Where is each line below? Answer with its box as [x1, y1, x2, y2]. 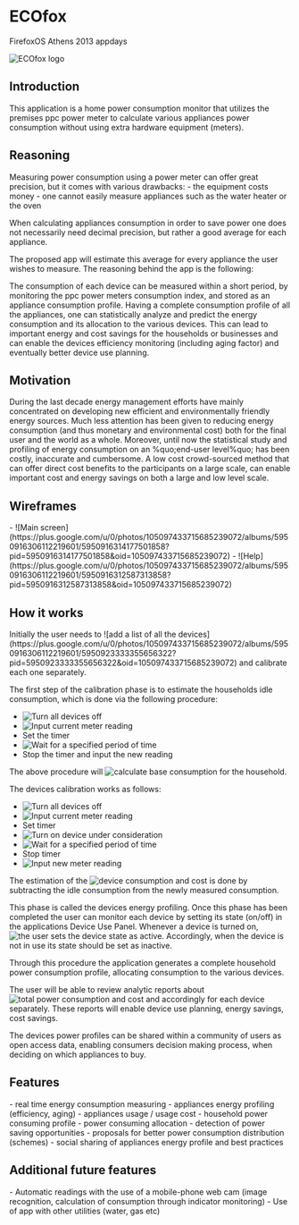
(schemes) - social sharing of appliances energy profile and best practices [9, 1136, 284, 1147]
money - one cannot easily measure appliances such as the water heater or [9, 190, 287, 201]
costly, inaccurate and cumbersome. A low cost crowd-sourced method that [9, 453, 290, 464]
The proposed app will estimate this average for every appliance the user [9, 253, 278, 265]
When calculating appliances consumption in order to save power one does [9, 217, 287, 228]
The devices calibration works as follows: [9, 784, 162, 794]
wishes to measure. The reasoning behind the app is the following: [9, 263, 254, 274]
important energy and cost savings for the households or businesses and [9, 328, 278, 339]
